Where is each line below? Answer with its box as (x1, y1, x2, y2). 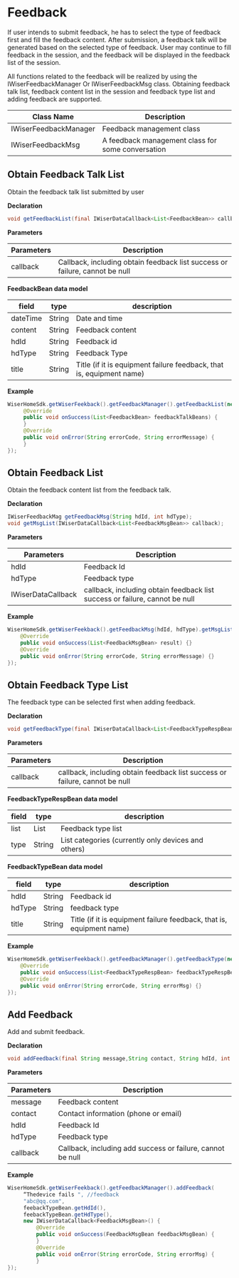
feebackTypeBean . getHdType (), (23, 1211, 113, 1218)
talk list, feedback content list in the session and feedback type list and (7, 87, 216, 96)
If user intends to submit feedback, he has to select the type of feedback (7, 28, 221, 36)
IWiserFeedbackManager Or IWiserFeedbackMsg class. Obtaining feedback (7, 79, 230, 88)
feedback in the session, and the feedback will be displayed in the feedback (7, 51, 230, 59)
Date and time (75, 313, 123, 323)
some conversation (102, 144, 166, 154)
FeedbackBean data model (7, 284, 88, 293)
